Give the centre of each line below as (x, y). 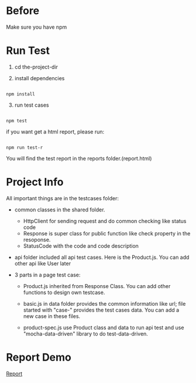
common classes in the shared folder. (60, 210)
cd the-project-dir (36, 67)
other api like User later (43, 263)
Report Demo (39, 357)
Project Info (35, 182)
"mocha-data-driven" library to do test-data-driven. (85, 334)
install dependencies (39, 78)
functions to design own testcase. (64, 292)
